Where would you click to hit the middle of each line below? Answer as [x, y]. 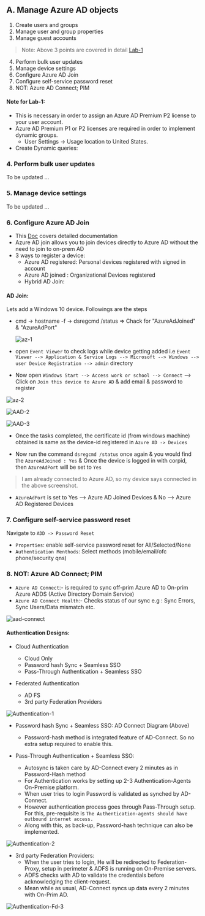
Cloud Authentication [42, 646]
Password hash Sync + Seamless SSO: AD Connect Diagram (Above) [102, 725]
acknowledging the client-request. [68, 881]
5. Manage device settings [47, 193]
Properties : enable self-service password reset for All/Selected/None [103, 545]
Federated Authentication [47, 683]
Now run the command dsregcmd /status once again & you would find [103, 454]
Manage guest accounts [46, 38]
